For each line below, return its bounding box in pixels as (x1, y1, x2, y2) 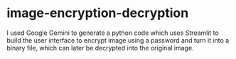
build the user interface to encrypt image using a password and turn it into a (6, 36, 230, 44)
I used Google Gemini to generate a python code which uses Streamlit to (6, 28, 220, 37)
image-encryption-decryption (6, 5, 189, 21)
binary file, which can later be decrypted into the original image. (6, 43, 194, 52)
